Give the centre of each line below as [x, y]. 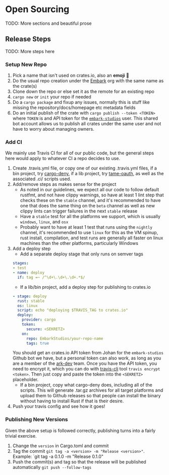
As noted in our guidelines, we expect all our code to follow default [90, 190]
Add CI [14, 142]
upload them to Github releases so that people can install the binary [90, 396]
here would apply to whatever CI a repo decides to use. [63, 159]
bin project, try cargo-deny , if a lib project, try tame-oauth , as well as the [88, 174]
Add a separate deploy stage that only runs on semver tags [82, 254]
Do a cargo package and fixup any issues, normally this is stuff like [81, 102]
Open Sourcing [37, 9]
